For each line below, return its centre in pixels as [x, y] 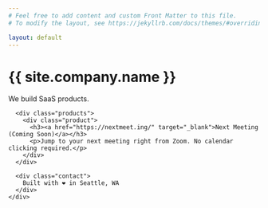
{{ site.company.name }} [93, 77]
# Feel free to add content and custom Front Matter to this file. [123, 16]
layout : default [35, 37]
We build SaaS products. [49, 99]
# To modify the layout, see [57, 23]
